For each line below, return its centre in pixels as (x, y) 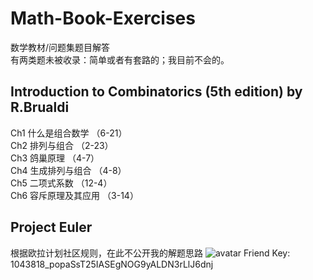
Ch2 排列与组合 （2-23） (62, 145)
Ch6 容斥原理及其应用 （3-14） (74, 195)
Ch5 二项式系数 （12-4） (61, 183)
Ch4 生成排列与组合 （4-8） (68, 170)
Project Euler (51, 227)
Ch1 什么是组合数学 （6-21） (69, 133)
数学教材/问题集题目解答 (60, 47)
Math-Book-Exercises (103, 18)
